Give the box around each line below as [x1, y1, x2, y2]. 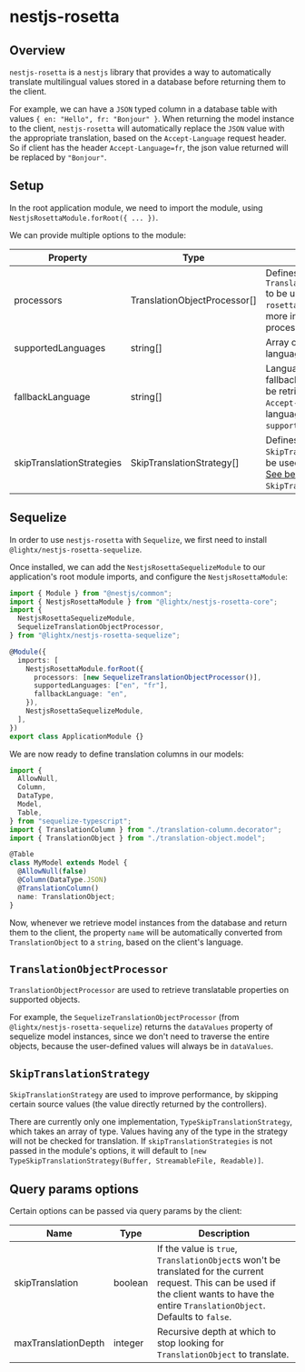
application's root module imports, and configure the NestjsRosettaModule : [9, 571, 289, 582]
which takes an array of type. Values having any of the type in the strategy [9, 1126, 289, 1137]
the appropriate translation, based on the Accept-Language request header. [9, 133, 287, 143]
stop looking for [157, 1337, 224, 1349]
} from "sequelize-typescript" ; [9, 816, 132, 826]
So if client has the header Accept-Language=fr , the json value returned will [9, 143, 289, 153]
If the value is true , [157, 1242, 238, 1255]
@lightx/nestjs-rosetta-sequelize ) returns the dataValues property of [9, 1021, 274, 1033]
